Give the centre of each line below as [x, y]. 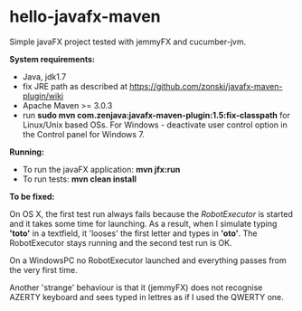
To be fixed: [32, 196]
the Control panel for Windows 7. [83, 134]
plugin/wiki [43, 96]
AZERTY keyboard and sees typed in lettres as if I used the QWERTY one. [147, 297]
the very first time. [44, 269]
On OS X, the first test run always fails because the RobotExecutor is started [151, 213]
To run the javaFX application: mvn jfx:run [101, 169]
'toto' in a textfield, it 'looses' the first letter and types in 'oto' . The [133, 233]
